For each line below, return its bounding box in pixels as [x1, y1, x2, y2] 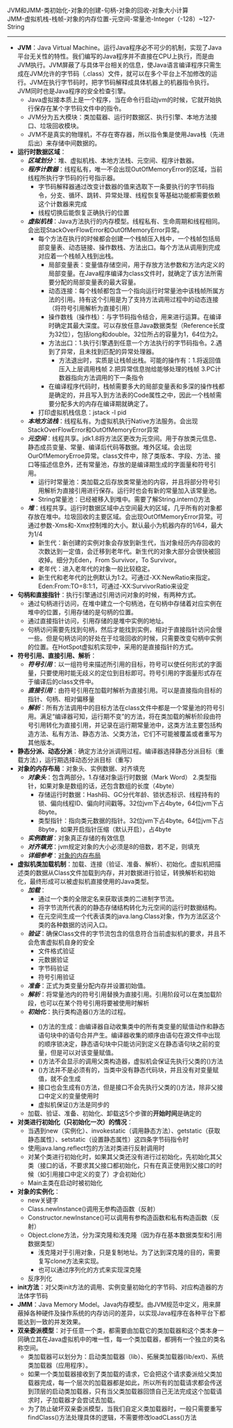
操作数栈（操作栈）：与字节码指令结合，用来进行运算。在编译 [48, 313, 222, 321]
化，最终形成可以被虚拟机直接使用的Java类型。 [17, 878, 153, 885]
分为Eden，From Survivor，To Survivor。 [62, 556, 181, 564]
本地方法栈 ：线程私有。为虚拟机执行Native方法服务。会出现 [27, 417, 198, 425]
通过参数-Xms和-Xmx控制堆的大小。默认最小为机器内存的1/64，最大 [27, 521, 223, 530]
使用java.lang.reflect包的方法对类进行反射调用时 [27, 1144, 165, 1152]
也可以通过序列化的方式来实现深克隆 [37, 1265, 142, 1274]
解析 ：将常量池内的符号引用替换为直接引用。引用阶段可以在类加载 [27, 990, 216, 999]
